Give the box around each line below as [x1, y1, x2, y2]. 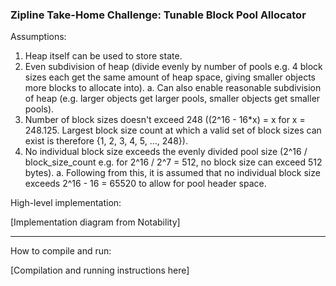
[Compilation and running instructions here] [10, 264, 190, 277]
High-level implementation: [10, 197, 122, 209]
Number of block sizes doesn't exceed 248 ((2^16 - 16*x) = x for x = [24, 114, 306, 126]
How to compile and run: [10, 245, 112, 257]
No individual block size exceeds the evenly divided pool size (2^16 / [24, 146, 308, 158]
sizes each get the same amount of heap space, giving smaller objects [24, 71, 316, 83]
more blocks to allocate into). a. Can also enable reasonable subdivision [24, 82, 322, 94]
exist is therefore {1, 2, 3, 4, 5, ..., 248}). [24, 135, 188, 147]
